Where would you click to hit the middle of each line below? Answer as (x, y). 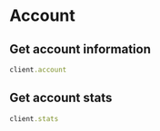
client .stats (34, 118)
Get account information (80, 49)
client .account (38, 70)
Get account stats (61, 98)
